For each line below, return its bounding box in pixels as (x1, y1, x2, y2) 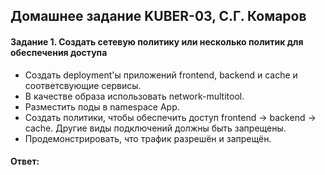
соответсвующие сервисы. (24, 79, 142, 91)
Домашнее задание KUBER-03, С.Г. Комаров (10, 8, 307, 25)
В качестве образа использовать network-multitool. (24, 90, 245, 102)
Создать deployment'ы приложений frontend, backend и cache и (24, 69, 298, 81)
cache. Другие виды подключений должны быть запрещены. (24, 122, 287, 134)
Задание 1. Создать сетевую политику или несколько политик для (10, 35, 304, 48)
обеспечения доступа (10, 46, 108, 58)
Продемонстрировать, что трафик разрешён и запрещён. (24, 132, 272, 144)
